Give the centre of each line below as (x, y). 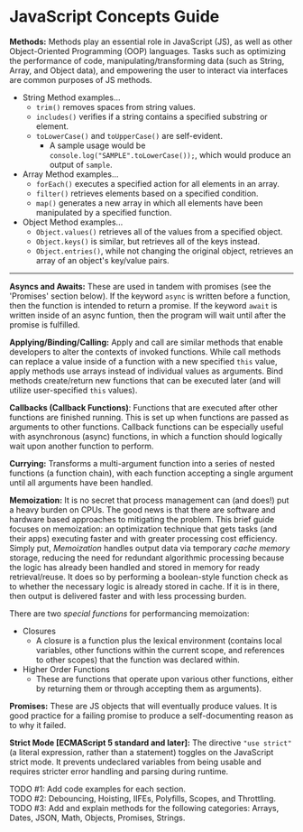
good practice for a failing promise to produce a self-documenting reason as (151, 716)
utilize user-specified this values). (73, 390)
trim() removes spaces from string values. (115, 106)
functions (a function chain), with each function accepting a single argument (151, 473)
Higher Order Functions (66, 669)
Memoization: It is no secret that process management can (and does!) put (149, 500)
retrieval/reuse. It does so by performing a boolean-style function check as (149, 577)
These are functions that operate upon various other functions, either (165, 679)
